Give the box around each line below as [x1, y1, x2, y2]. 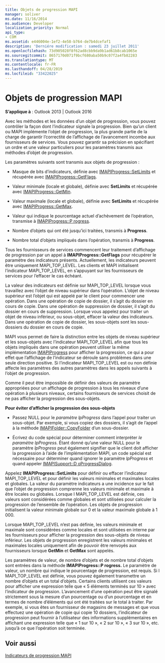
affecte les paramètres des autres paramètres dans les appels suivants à [5, 365, 152, 371]
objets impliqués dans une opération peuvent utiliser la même [5, 344, 130, 350]
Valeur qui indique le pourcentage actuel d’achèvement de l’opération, [12, 212, 154, 219]
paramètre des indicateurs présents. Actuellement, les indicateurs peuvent [5, 257, 156, 263]
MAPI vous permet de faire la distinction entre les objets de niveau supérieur [5, 333, 160, 339]
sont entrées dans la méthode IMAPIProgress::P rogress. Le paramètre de [5, 562, 157, 568]
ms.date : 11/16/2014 [5, 16, 48, 21]
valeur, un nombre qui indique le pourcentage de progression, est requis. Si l [5, 568, 160, 573]
